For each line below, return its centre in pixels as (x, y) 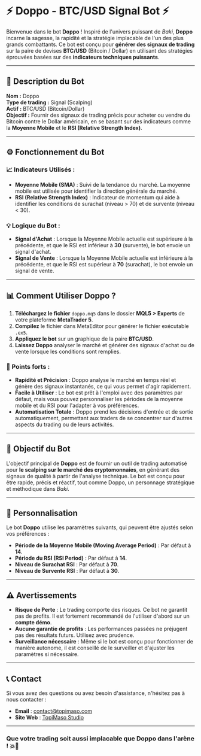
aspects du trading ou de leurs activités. (64, 424)
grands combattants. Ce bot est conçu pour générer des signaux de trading (100, 44)
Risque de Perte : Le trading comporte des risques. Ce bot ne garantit (101, 610)
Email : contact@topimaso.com (54, 711)
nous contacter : (26, 700)
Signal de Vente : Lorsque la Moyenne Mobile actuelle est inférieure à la (104, 258)
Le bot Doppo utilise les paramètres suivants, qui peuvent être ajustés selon (100, 527)
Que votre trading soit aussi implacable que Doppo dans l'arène (100, 739)
